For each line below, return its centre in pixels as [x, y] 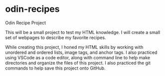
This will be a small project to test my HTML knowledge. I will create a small [83, 32]
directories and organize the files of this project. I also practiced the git [78, 63]
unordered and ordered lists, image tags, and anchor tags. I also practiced [81, 52]
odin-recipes [32, 9]
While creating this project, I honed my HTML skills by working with [74, 47]
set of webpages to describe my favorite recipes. [56, 38]
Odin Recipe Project [26, 23]
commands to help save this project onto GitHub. [55, 68]
